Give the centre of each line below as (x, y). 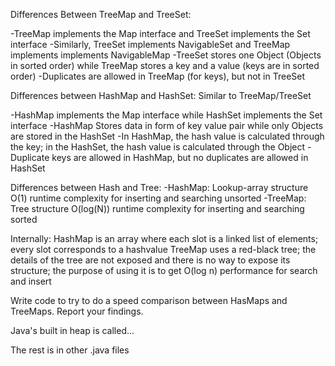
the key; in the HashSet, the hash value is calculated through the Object (158, 147)
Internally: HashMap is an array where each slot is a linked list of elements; (164, 238)
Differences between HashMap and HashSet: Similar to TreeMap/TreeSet (161, 95)
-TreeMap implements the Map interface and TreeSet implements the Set (160, 33)
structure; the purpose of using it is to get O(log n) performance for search (164, 270)
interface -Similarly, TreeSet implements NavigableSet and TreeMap (150, 44)
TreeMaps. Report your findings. (77, 311)
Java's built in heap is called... (72, 330)
